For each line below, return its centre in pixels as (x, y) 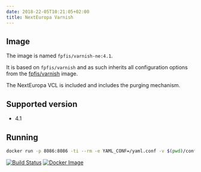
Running (22, 137)
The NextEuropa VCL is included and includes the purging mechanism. (93, 85)
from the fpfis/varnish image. (42, 74)
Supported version (42, 104)
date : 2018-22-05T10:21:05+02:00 (48, 12)
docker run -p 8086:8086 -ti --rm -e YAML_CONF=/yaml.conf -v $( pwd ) (95, 151)
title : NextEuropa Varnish (40, 17)
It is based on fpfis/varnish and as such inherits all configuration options (97, 67)
